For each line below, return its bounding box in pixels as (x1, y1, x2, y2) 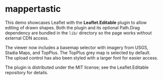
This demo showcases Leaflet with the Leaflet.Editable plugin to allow (5, 20, 147, 25)
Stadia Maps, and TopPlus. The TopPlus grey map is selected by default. (5, 50, 151, 56)
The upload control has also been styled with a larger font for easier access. (5, 55, 159, 60)
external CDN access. (5, 35, 49, 41)
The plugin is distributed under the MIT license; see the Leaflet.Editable (5, 64, 149, 70)
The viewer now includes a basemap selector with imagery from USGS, (5, 44, 148, 50)
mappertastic (5, 3, 61, 15)
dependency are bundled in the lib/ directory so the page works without (5, 30, 152, 36)
